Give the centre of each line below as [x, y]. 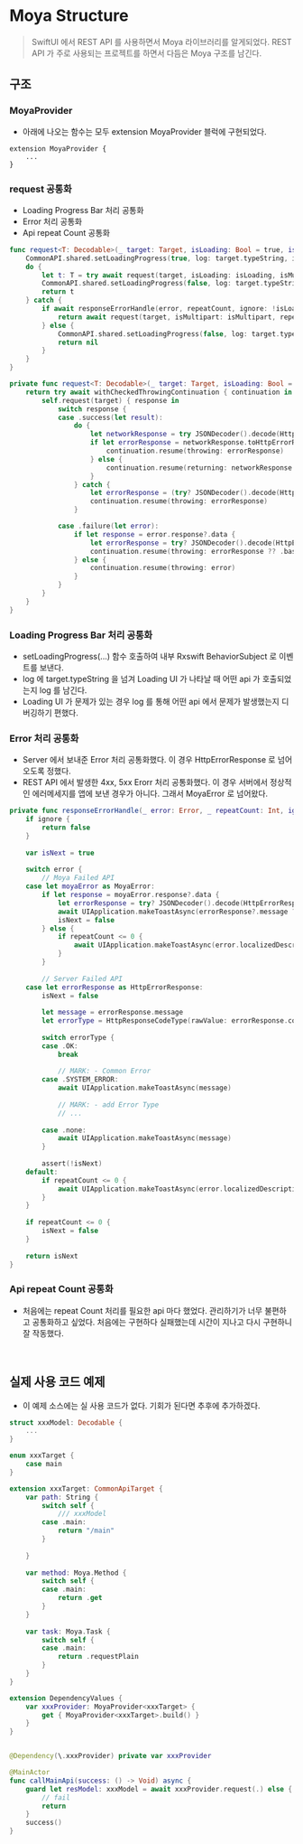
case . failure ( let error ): [108, 526]
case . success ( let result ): [110, 417]
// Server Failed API [83, 978]
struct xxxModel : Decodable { [66, 1423]
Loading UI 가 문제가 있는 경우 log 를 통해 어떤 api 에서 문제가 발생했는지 [151, 701]
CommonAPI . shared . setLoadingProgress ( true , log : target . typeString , [157, 258]
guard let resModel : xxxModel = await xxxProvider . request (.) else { [159, 1789]
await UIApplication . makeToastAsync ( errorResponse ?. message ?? [179, 912]
